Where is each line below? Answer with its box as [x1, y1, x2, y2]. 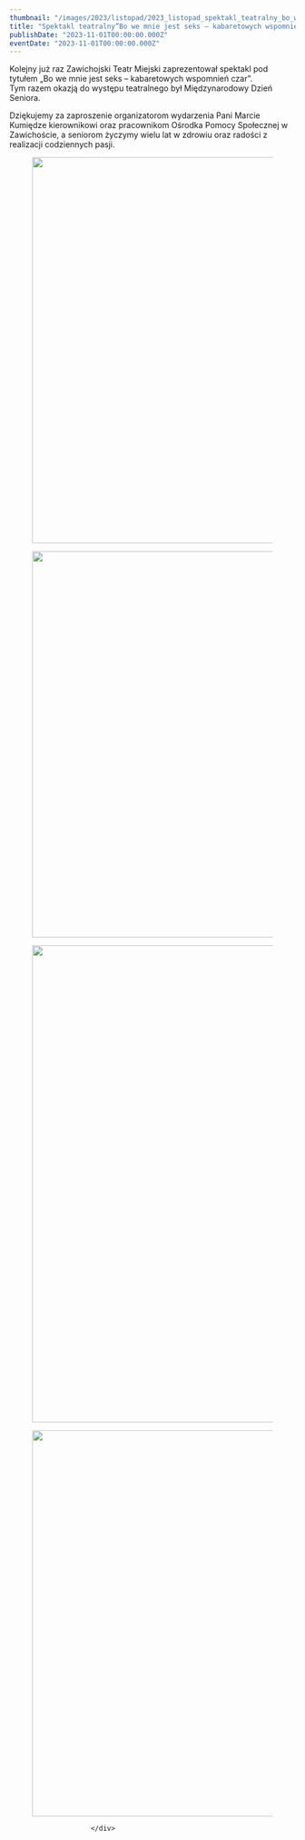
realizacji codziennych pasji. [9, 139, 115, 150]
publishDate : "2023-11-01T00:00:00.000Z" [9, 30, 169, 39]
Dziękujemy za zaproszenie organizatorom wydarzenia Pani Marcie [9, 110, 261, 121]
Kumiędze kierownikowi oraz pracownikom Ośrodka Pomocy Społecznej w [9, 120, 289, 131]
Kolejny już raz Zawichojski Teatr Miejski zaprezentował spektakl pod [9, 64, 269, 75]
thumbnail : [9, 13, 51, 23]
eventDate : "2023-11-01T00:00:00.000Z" [9, 38, 161, 48]
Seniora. [9, 93, 41, 104]
